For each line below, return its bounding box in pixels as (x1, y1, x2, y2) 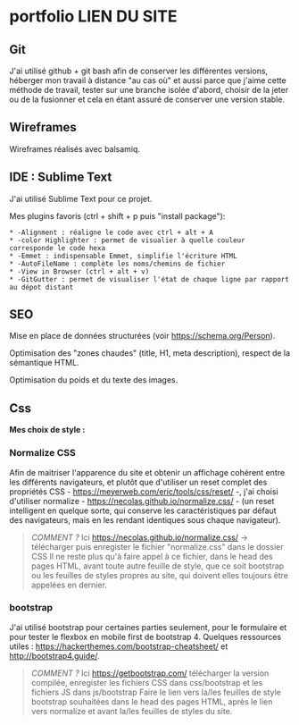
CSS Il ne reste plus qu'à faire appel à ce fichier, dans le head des (30, 551, 274, 561)
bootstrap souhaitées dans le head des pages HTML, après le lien (30, 695, 273, 707)
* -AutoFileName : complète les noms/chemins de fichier (9, 259, 226, 268)
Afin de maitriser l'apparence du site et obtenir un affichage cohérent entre (9, 467, 286, 477)
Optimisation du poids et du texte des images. (9, 375, 179, 385)
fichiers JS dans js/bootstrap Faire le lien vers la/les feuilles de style (30, 687, 281, 697)
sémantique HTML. (9, 358, 79, 368)
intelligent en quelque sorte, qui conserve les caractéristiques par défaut (9, 505, 277, 516)
